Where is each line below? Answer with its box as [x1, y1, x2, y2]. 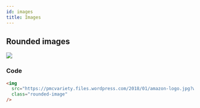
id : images [6, 8, 33, 15]
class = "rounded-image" [11, 91, 68, 97]
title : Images [6, 14, 42, 20]
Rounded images [6, 36, 70, 47]
